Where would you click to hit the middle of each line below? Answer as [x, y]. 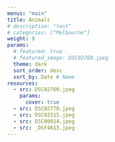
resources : [23, 83]
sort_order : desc [38, 70]
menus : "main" [27, 13]
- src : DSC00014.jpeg [44, 121]
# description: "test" [39, 26]
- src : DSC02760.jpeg [44, 89]
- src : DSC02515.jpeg [44, 115]
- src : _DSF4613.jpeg [44, 128]
